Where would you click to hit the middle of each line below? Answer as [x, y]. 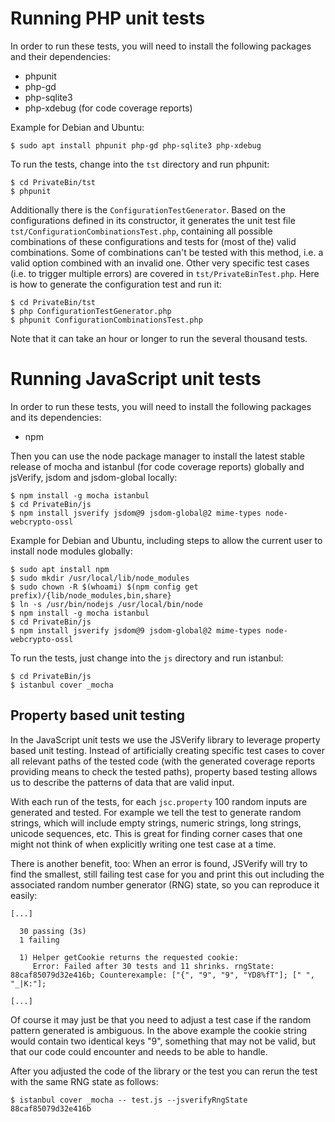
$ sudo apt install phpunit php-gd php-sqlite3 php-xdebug [136, 145]
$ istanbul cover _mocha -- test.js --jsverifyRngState [129, 1100]
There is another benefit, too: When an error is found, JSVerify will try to [159, 863]
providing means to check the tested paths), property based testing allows [164, 771]
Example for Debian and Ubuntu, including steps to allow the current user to [166, 540]
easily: [24, 895]
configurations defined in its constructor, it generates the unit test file [153, 220]
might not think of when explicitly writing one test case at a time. [143, 844]
